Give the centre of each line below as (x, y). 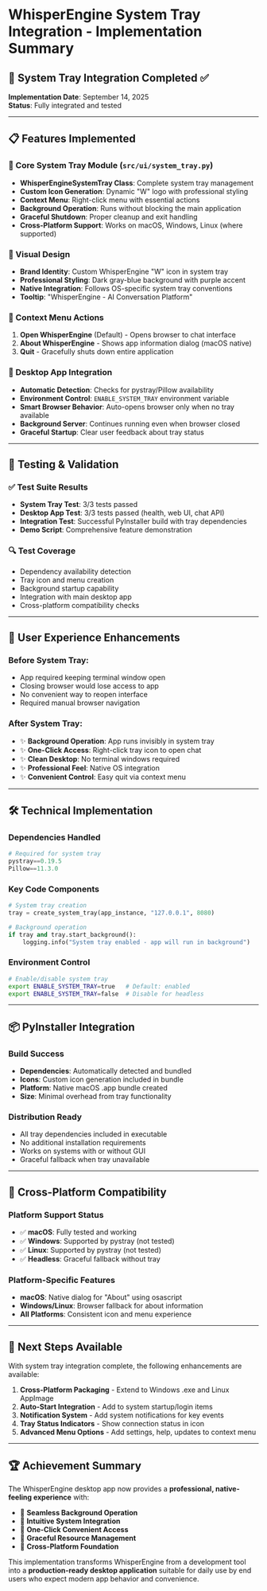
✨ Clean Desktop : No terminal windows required (100, 758)
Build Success (37, 1054)
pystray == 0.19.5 (35, 861)
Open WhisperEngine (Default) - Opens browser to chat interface (128, 335)
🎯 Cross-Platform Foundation (69, 1546)
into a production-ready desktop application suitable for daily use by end (130, 1570)
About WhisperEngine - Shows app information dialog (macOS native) (135, 343)
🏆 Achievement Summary (75, 1466)
